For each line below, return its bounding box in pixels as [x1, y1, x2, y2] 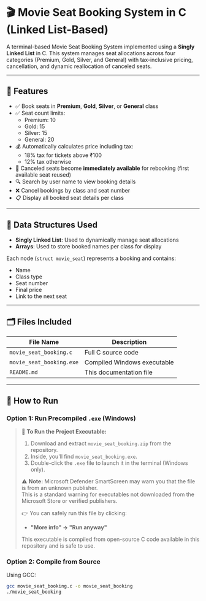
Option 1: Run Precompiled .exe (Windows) [6, 414, 136, 423]
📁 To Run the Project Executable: [21, 428, 107, 435]
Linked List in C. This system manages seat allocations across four [6, 49, 176, 56]
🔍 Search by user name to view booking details [15, 178, 136, 185]
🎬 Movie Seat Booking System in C [6, 6, 187, 20]
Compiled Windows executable [85, 358, 174, 367]
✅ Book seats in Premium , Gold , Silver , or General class [15, 102, 159, 110]
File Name [29, 338, 59, 346]
